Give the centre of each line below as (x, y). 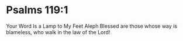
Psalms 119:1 (37, 10)
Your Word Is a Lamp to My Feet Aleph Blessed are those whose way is (91, 26)
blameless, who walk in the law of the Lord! (58, 32)
